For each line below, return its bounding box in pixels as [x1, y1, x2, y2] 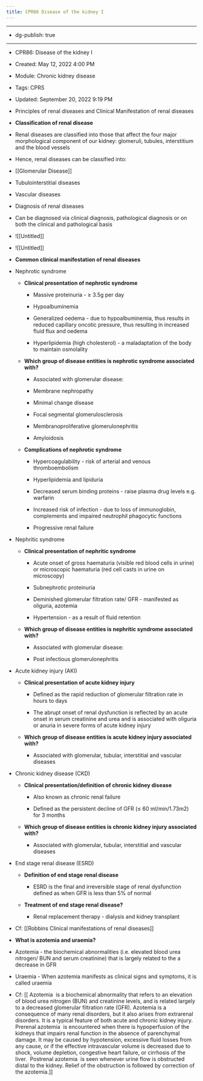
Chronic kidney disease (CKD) [14, 770, 91, 777]
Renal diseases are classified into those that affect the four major [14, 131, 177, 138]
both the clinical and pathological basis [14, 221, 113, 228]
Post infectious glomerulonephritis [33, 655, 119, 662]
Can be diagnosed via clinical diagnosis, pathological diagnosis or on [14, 214, 187, 221]
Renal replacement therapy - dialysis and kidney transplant [33, 913, 180, 920]
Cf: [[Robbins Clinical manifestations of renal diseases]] [14, 925, 154, 932]
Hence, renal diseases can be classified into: [14, 155, 127, 162]
